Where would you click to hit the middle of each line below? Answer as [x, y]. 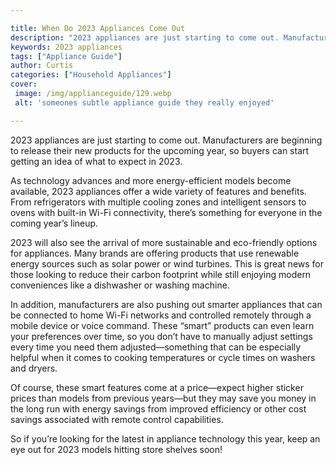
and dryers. [34, 368]
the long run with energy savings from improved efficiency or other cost [158, 408]
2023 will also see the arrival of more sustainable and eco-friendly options [164, 242]
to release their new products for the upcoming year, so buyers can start [160, 150]
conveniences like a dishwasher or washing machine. [120, 285]
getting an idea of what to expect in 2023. [96, 161]
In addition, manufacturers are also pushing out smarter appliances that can [166, 304]
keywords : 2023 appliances [66, 47]
